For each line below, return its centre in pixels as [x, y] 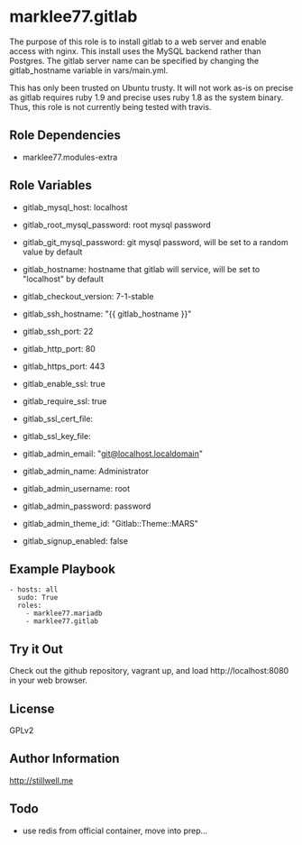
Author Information [64, 759]
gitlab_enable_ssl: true [64, 383]
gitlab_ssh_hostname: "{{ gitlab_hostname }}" [107, 314]
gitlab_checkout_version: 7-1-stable [88, 296]
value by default [52, 252]
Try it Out [36, 649]
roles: [30, 606]
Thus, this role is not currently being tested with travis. [110, 106]
